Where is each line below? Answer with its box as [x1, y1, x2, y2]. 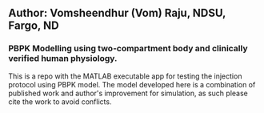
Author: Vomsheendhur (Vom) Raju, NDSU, [8, 6, 226, 20]
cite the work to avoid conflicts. [8, 96, 112, 107]
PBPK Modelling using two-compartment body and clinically [8, 43, 248, 54]
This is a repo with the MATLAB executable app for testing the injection [8, 71, 242, 81]
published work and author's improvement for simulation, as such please [8, 88, 248, 98]
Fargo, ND [8, 19, 59, 33]
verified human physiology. [8, 53, 118, 64]
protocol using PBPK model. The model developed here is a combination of [8, 79, 256, 89]
